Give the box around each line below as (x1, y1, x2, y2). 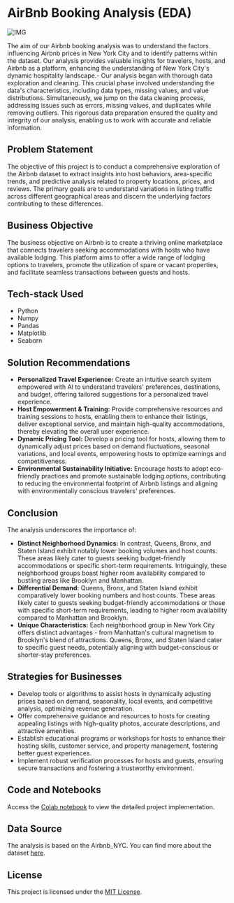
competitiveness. (17, 457, 68, 466)
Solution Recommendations (7, 357, 131, 369)
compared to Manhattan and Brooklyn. (17, 613, 129, 622)
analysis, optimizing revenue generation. (17, 704, 135, 713)
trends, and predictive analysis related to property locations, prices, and (7, 177, 215, 185)
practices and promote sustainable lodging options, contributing (41, 472, 226, 481)
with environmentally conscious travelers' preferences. (17, 487, 176, 495)
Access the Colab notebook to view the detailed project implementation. (7, 802, 215, 811)
